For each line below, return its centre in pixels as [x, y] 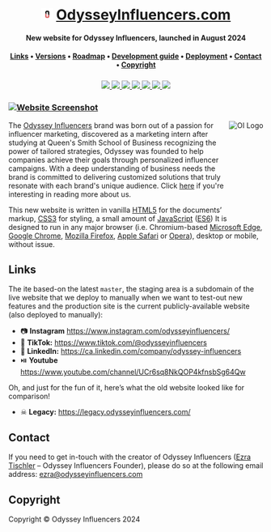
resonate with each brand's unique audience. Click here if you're [116, 185]
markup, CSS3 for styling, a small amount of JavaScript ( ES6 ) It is [118, 218]
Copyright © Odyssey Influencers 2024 [74, 519]
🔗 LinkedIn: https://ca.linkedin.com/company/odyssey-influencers [131, 351]
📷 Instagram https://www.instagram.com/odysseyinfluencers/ [125, 331]
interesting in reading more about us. [70, 194]
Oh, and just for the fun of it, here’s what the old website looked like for [127, 388]
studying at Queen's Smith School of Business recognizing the [112, 143]
